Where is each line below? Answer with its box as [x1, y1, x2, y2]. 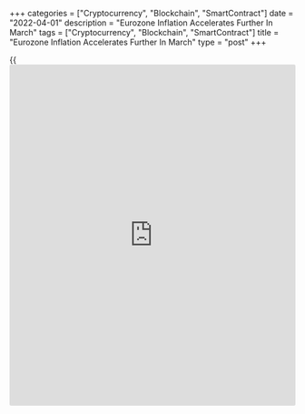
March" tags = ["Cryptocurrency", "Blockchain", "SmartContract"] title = [9, 27, 280, 37]
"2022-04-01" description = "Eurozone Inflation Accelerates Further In [9, 17, 274, 28]
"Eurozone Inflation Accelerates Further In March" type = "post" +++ [9, 36, 267, 47]
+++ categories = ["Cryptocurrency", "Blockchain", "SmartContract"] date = [9, 8, 294, 18]
